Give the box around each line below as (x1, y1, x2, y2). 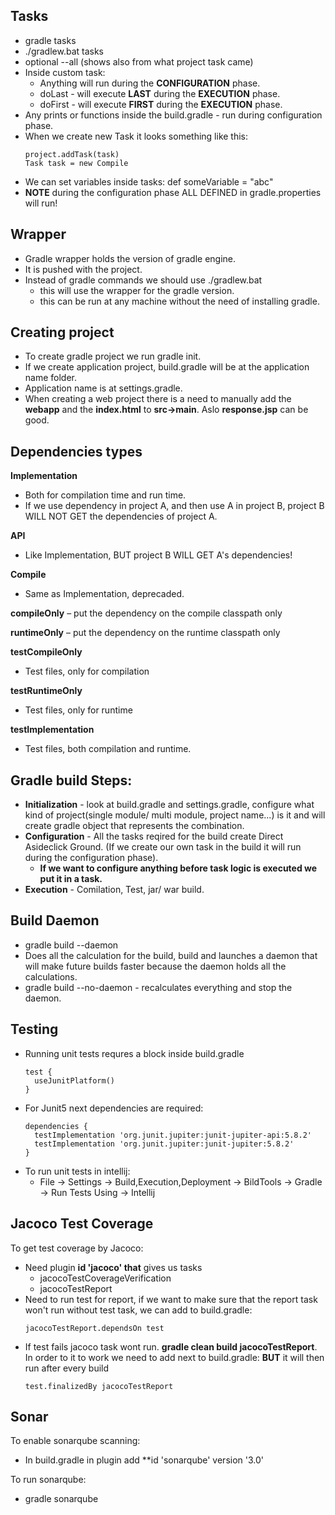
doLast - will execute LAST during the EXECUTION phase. (39, 87, 281, 99)
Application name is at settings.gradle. (24, 382, 183, 394)
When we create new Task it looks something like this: (24, 130, 249, 142)
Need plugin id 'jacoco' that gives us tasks (24, 1261, 203, 1273)
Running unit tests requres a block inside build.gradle (24, 1047, 245, 1059)
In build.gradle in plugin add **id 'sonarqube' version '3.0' (24, 1454, 264, 1466)
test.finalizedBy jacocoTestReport (24, 1381, 174, 1391)
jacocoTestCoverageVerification (39, 1272, 172, 1284)
